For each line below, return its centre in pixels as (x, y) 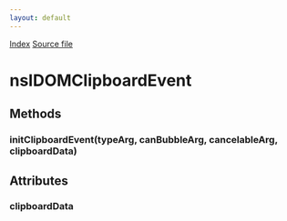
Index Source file (41, 44)
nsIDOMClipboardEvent (101, 80)
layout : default (40, 18)
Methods (36, 114)
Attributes (39, 181)
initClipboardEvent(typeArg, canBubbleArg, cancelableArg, (143, 140)
